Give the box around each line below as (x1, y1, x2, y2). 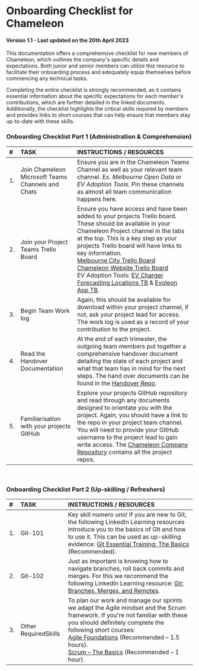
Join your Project (20, 238, 68, 246)
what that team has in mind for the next (76, 364, 186, 372)
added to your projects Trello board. (76, 212, 177, 220)
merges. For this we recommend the (68, 572, 169, 580)
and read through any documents (76, 396, 170, 404)
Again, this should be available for (76, 295, 171, 304)
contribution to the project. (76, 325, 151, 333)
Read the (20, 349, 46, 357)
